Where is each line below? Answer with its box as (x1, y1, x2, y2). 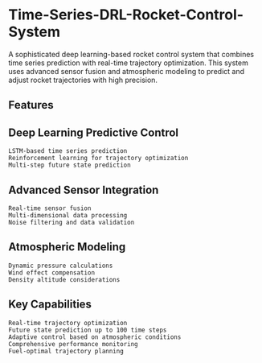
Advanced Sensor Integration (8, 183, 159, 196)
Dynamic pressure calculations (8, 262, 113, 270)
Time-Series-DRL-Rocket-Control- (8, 6, 244, 24)
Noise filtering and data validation (8, 218, 135, 226)
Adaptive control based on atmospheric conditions (8, 332, 182, 341)
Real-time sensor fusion (8, 204, 92, 212)
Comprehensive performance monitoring (8, 340, 138, 348)
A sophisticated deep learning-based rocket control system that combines (8, 49, 255, 59)
